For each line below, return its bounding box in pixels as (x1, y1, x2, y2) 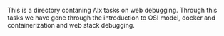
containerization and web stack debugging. (7, 21, 136, 29)
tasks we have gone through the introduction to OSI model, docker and (7, 13, 215, 22)
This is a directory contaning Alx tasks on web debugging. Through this (7, 6, 218, 14)
